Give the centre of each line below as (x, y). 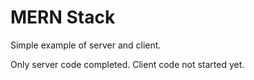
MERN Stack (63, 17)
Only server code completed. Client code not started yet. (127, 64)
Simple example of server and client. (86, 45)
